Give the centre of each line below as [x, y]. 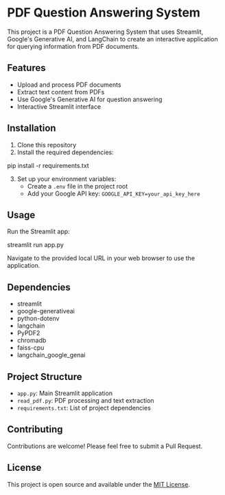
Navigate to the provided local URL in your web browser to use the [101, 258]
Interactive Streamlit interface [59, 106]
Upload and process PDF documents [69, 85]
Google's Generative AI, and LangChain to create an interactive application [113, 39]
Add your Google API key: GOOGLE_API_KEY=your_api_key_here [114, 193]
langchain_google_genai [51, 355]
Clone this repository [47, 145]
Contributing [35, 429]
